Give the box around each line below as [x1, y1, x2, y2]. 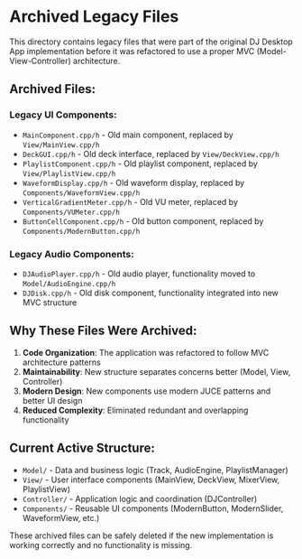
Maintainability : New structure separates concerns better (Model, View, [22, 366, 291, 377]
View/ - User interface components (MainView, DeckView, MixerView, [22, 474, 280, 485]
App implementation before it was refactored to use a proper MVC [9, 45, 255, 56]
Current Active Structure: [9, 441, 155, 456]
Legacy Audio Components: [9, 247, 134, 260]
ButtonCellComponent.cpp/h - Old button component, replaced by [22, 215, 264, 227]
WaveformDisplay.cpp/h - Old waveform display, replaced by [22, 177, 245, 188]
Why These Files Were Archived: [9, 323, 197, 339]
